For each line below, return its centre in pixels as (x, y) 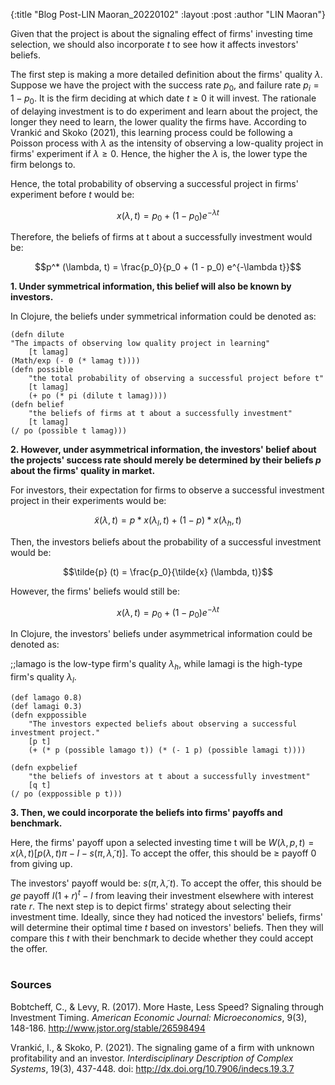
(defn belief (37, 405)
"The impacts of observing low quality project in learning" (140, 344)
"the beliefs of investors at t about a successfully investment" (169, 776)
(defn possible (42, 370)
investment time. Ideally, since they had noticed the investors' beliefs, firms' (167, 916)
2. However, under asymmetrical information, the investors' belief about (163, 450)
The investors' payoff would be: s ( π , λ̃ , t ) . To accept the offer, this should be (166, 883)
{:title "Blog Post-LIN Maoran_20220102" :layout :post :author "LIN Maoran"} (168, 14)
